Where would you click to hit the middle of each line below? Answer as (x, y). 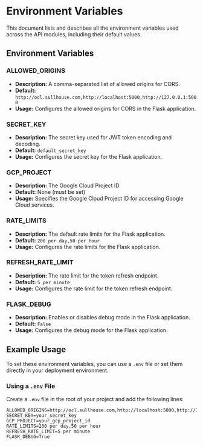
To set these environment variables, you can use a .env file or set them (95, 364)
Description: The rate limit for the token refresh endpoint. (87, 275)
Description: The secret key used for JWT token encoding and (93, 137)
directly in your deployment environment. (57, 370)
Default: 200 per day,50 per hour (57, 240)
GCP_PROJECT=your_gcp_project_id (48, 421)
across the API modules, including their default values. (74, 34)
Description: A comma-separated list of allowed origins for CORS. (97, 84)
